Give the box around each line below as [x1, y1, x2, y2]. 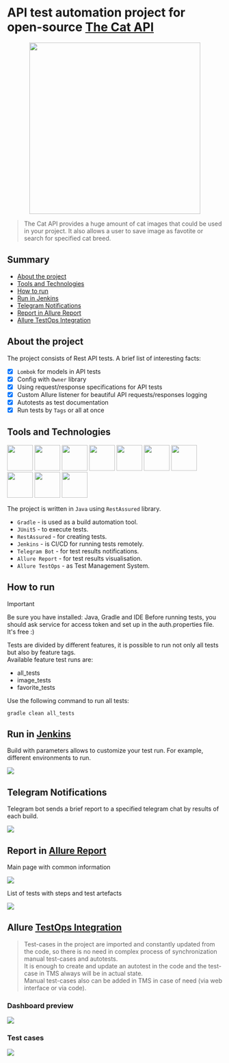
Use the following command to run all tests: [7, 696, 130, 704]
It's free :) [7, 628, 35, 636]
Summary [7, 254, 50, 265]
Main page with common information [7, 863, 111, 871]
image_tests [16, 676, 51, 684]
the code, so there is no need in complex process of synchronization [23, 947, 217, 955]
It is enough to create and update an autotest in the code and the [23, 962, 207, 970]
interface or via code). [23, 983, 87, 992]
